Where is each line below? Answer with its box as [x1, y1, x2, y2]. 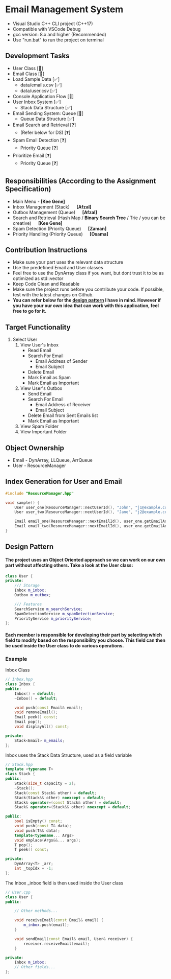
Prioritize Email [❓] [12, 152, 52, 158]
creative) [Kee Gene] [12, 220, 63, 226]
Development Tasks [5, 52, 70, 60]
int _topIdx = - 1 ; [14, 866, 53, 871]
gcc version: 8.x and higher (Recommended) [12, 31, 107, 37]
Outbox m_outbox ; [14, 593, 51, 598]
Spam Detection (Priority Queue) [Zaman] [12, 225, 107, 231]
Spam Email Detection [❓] [12, 137, 66, 143]
